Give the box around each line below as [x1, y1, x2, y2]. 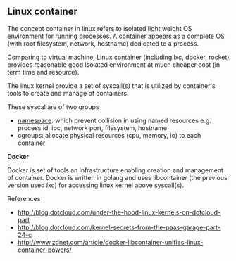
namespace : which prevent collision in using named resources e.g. [17, 116, 211, 125]
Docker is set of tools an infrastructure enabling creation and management [7, 165, 224, 174]
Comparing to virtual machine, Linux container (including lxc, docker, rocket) [7, 53, 230, 61]
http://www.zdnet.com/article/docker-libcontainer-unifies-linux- [17, 238, 204, 246]
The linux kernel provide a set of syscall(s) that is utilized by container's [7, 81, 216, 90]
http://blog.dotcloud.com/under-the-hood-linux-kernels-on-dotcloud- [17, 208, 221, 217]
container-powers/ [17, 246, 72, 254]
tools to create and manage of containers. [7, 89, 129, 97]
